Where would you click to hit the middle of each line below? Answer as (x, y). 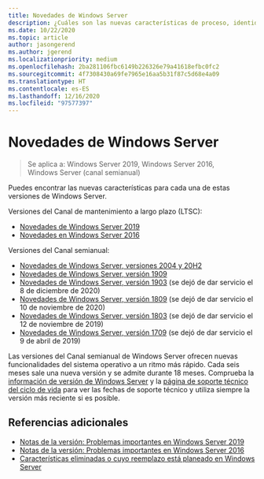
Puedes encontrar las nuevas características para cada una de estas (119, 188)
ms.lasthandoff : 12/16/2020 (54, 96)
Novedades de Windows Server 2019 (79, 227)
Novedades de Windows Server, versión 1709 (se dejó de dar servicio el (136, 332)
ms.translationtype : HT (47, 81)
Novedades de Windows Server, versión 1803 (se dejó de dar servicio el (136, 316)
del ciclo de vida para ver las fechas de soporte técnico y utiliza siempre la (129, 390)
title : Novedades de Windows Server (68, 15)
